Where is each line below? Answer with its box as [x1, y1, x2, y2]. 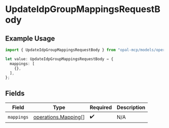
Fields [5, 89, 25, 97]
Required [90, 104, 112, 111]
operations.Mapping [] [33, 113, 85, 120]
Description [116, 104, 146, 111]
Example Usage [5, 34, 55, 43]
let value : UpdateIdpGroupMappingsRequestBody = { [5, 56, 114, 61]
